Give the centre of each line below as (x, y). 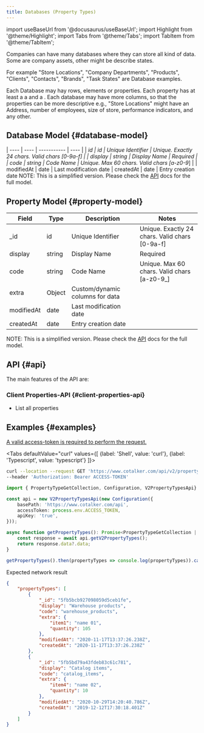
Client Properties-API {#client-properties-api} (76, 395)
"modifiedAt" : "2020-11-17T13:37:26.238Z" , (94, 640)
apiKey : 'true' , (38, 516)
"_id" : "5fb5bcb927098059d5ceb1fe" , (85, 600)
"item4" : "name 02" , (76, 685)
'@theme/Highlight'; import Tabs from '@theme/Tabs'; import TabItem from (100, 36)
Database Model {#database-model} (77, 135)
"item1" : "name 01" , (76, 623)
